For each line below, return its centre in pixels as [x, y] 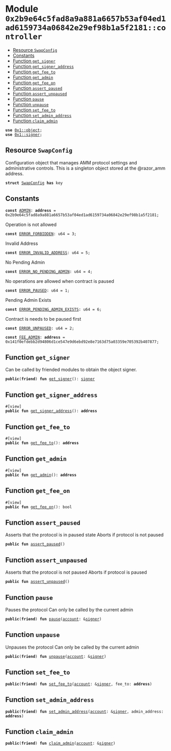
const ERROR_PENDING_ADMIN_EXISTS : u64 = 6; [54, 309]
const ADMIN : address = [31, 211]
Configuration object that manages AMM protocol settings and [71, 162]
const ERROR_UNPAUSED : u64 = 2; [40, 328]
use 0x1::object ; [24, 130]
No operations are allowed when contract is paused [60, 281]
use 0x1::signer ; [24, 134]
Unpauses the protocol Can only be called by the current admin [72, 647]
